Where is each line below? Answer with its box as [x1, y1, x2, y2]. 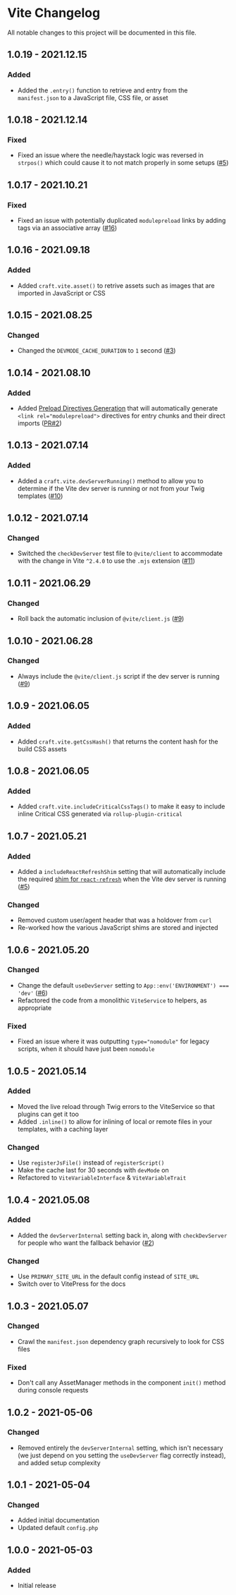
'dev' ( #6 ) [17, 988, 48, 997]
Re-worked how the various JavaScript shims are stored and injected [17, 923, 218, 932]
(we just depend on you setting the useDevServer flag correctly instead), [17, 1451, 226, 1460]
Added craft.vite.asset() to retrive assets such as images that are [17, 281, 215, 290]
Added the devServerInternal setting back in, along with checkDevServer [17, 1231, 228, 1239]
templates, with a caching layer [17, 1124, 108, 1133]
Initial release [17, 1582, 56, 1590]
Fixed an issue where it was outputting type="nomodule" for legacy [17, 1037, 210, 1045]
